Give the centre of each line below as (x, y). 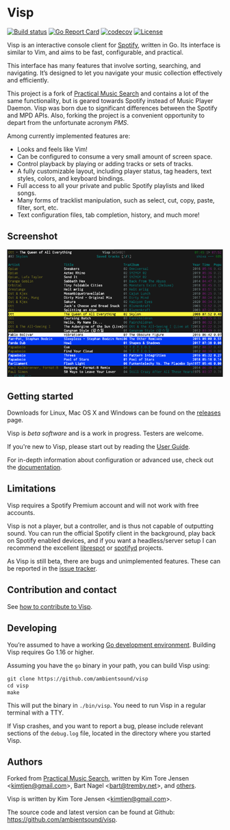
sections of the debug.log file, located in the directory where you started (109, 733)
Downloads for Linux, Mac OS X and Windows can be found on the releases (114, 413)
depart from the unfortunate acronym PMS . (68, 122)
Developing (32, 629)
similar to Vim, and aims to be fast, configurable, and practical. (95, 52)
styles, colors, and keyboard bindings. (71, 178)
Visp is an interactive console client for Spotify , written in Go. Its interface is (114, 45)
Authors (25, 762)
